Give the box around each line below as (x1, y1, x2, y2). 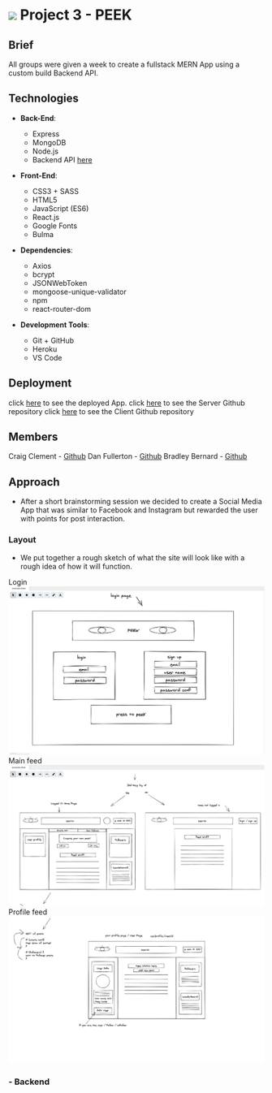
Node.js (32, 146, 59, 156)
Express (32, 128, 60, 139)
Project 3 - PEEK (19, 6, 132, 24)
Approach (8, 475, 60, 489)
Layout (8, 534, 37, 546)
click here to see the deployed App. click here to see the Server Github (8, 398, 245, 408)
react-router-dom (32, 304, 92, 313)
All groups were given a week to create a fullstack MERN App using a (8, 59, 240, 69)
